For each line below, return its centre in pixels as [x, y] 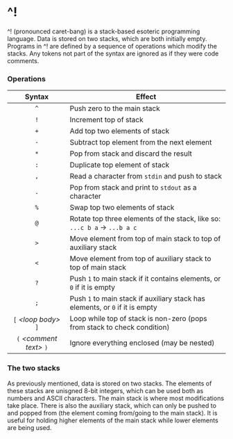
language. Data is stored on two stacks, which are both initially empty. [107, 38]
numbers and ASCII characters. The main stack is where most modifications [115, 398]
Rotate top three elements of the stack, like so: [145, 219]
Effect [146, 97]
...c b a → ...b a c [103, 228]
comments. [23, 60]
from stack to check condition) [120, 327]
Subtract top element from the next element [141, 142]
